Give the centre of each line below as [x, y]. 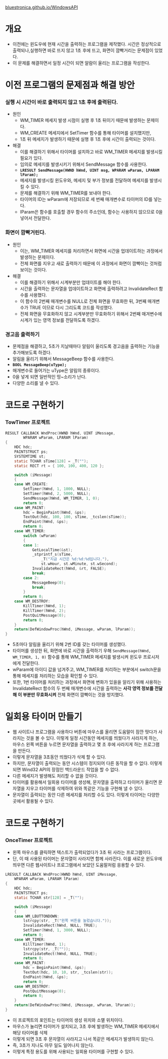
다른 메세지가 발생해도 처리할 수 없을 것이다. [55, 776]
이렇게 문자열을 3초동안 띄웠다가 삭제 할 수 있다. [59, 757]
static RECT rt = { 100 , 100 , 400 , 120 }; [59, 466]
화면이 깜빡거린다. [26, 233]
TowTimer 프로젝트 [28, 422]
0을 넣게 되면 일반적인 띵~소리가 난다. [49, 377]
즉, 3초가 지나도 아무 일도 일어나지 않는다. [53, 1045]
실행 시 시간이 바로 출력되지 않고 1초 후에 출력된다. [62, 102]
